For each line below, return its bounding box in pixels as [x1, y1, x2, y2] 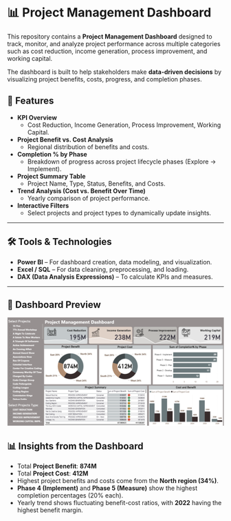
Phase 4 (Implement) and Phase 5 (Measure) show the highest [16, 484, 198, 493]
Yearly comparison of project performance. [27, 194, 151, 202]
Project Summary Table [16, 172, 86, 180]
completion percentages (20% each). [16, 491, 124, 500]
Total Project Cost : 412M [16, 469, 89, 478]
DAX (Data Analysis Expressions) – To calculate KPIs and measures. [16, 273, 213, 281]
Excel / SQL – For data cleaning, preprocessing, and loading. [16, 265, 189, 273]
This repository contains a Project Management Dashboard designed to [7, 32, 212, 41]
